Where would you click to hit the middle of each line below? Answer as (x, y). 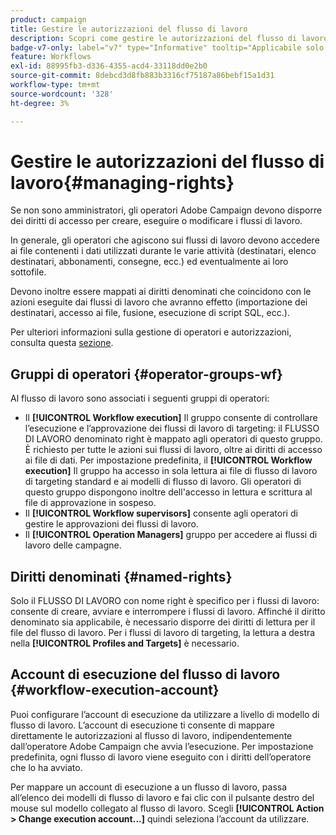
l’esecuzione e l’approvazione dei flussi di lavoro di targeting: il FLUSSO (172, 428)
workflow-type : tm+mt (55, 85)
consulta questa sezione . (62, 343)
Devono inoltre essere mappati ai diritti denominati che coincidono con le (161, 292)
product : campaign (48, 19)
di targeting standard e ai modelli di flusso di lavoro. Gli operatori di (163, 482)
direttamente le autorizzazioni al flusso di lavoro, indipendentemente (151, 735)
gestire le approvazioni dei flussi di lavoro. (111, 524)
